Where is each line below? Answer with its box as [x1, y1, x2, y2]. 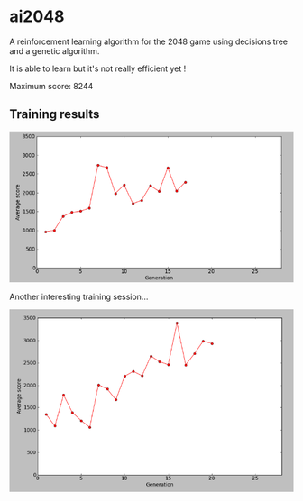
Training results [9, 106, 100, 123]
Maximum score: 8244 [9, 80, 94, 91]
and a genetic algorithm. [9, 45, 100, 56]
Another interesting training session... [9, 291, 149, 302]
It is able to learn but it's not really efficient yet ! [9, 63, 187, 74]
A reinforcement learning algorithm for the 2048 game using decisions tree [9, 36, 289, 47]
